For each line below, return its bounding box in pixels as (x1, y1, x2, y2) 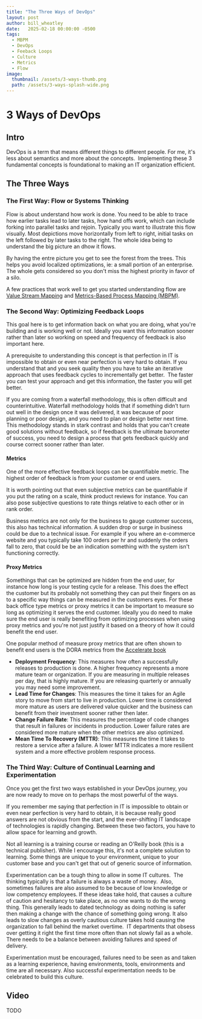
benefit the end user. (6, 628, 58, 636)
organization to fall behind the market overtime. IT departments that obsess (6, 923, 195, 930)
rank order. (6, 506, 34, 513)
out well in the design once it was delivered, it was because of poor (6, 408, 174, 415)
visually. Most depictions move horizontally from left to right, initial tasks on (6, 229, 194, 237)
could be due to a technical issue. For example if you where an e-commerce (6, 530, 195, 538)
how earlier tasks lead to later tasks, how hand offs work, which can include (6, 217, 195, 224)
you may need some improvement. (14, 684, 101, 691)
